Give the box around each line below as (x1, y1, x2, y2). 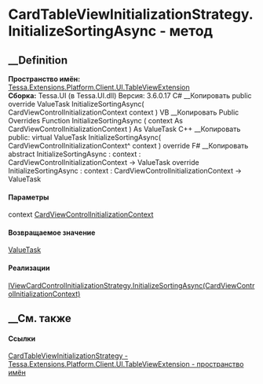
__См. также (8, 312, 72, 325)
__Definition (8, 53, 68, 67)
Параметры (8, 192, 49, 202)
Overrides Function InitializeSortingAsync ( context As (8, 116, 183, 125)
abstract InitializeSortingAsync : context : (8, 149, 141, 159)
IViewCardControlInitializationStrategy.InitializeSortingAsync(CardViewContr (8, 280, 255, 290)
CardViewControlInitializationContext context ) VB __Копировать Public (8, 108, 239, 117)
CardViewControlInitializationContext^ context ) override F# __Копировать (8, 141, 249, 150)
